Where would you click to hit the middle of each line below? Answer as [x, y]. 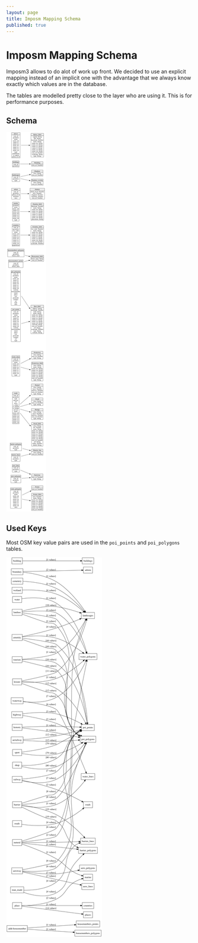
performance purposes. [35, 102]
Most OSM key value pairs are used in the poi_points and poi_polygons [93, 542]
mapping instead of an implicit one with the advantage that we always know [99, 78]
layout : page [22, 12]
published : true [26, 25]
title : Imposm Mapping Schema [44, 19]
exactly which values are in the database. [57, 84]
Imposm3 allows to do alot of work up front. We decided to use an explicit [96, 72]
